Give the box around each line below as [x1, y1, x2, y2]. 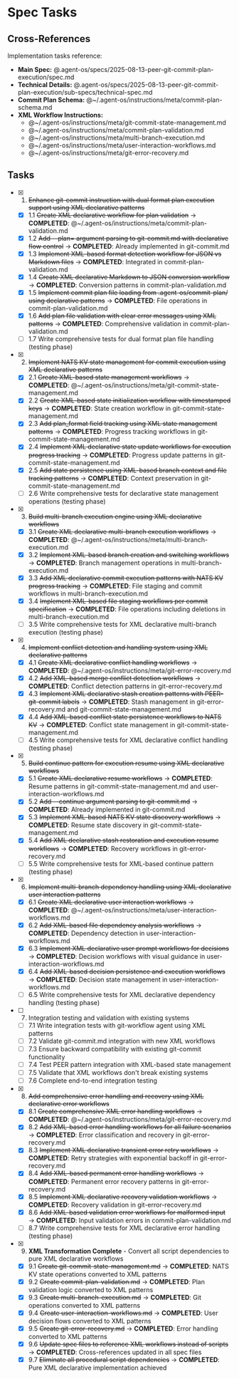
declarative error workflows [28, 1100, 110, 1108]
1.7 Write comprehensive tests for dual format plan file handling [28, 335, 214, 343]
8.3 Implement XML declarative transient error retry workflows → [28, 1146, 219, 1155]
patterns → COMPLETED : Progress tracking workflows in [28, 427, 196, 436]
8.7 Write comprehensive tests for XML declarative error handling [28, 1223, 221, 1232]
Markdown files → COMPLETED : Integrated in [28, 258, 163, 266]
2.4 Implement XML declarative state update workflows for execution [28, 442, 231, 451]
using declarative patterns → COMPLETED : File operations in [28, 296, 208, 305]
